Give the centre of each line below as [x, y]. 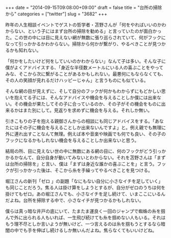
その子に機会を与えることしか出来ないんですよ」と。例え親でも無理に [92, 127]
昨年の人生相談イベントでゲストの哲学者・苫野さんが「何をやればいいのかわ [86, 25]
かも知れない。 [25, 50]
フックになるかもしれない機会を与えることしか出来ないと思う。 [72, 140]
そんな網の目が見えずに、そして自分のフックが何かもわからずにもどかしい [83, 91]
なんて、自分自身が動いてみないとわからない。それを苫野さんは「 [88, 158]
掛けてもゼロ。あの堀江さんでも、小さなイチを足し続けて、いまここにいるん [86, 194]
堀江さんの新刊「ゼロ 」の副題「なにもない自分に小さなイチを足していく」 [84, 181]
